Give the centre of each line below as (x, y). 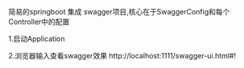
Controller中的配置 (39, 22)
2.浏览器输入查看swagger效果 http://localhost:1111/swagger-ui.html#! (122, 56)
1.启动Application (37, 39)
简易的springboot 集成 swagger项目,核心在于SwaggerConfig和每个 (119, 12)
